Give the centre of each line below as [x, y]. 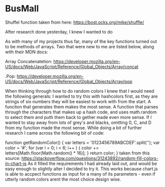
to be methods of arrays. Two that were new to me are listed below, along [80, 46]
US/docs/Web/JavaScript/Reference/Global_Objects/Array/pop [69, 81]
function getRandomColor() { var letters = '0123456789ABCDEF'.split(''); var [82, 142]
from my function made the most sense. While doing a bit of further [73, 128]
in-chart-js [16, 163]
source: [13, 158]
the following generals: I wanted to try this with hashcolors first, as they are [82, 96]
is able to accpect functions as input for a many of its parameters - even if [80, 174]
